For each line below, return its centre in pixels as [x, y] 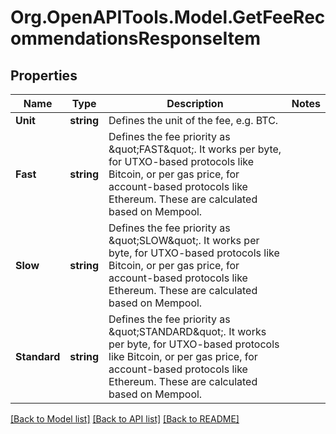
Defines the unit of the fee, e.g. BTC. [193, 120]
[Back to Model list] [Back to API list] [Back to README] [125, 419]
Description [195, 103]
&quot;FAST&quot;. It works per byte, [195, 149]
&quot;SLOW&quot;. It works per [184, 240]
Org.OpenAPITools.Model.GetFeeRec [168, 17]
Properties [44, 75]
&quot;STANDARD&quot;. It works [187, 331]
